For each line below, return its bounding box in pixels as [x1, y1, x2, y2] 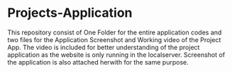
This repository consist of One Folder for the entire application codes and [7, 28, 222, 36]
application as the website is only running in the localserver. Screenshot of [7, 51, 226, 59]
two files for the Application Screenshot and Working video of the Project [7, 35, 221, 44]
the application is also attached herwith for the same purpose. [7, 58, 189, 66]
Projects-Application [7, 5, 133, 21]
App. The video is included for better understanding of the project [7, 43, 200, 51]
